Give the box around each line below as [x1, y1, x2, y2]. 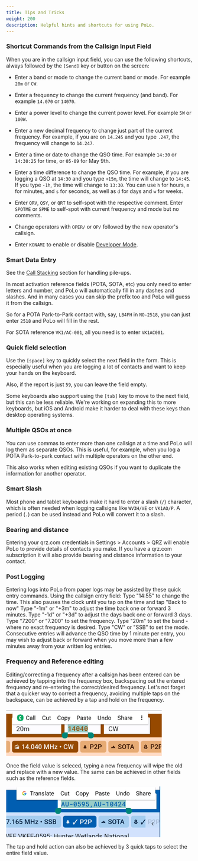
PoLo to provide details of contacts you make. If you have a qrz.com [6, 545, 173, 552]
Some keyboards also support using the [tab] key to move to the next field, [6, 393, 190, 400]
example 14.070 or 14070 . [14, 98, 76, 105]
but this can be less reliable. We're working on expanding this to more [6, 399, 176, 406]
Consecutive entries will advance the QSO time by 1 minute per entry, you [6, 630, 185, 637]
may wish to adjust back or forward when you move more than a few [6, 637, 173, 644]
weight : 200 [6, 15, 35, 22]
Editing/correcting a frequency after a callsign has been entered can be [6, 671, 180, 678]
